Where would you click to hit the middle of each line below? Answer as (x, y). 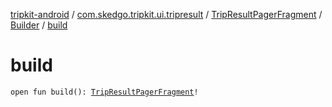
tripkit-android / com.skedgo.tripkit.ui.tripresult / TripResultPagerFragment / (166, 14)
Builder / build (39, 25)
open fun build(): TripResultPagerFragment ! (104, 92)
